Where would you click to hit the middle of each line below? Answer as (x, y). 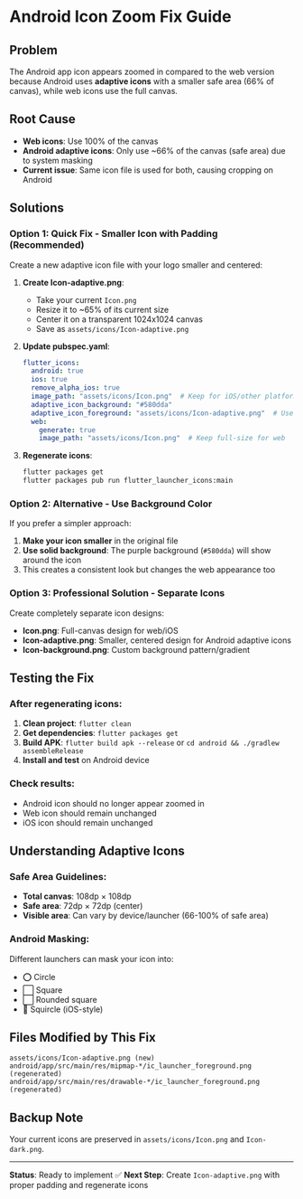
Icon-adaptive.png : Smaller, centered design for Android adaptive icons (156, 640)
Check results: (42, 784)
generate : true (68, 430)
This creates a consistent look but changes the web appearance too (149, 570)
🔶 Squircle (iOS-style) (63, 1009)
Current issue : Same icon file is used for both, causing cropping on (147, 170)
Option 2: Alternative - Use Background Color (111, 504)
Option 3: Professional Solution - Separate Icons (117, 593)
